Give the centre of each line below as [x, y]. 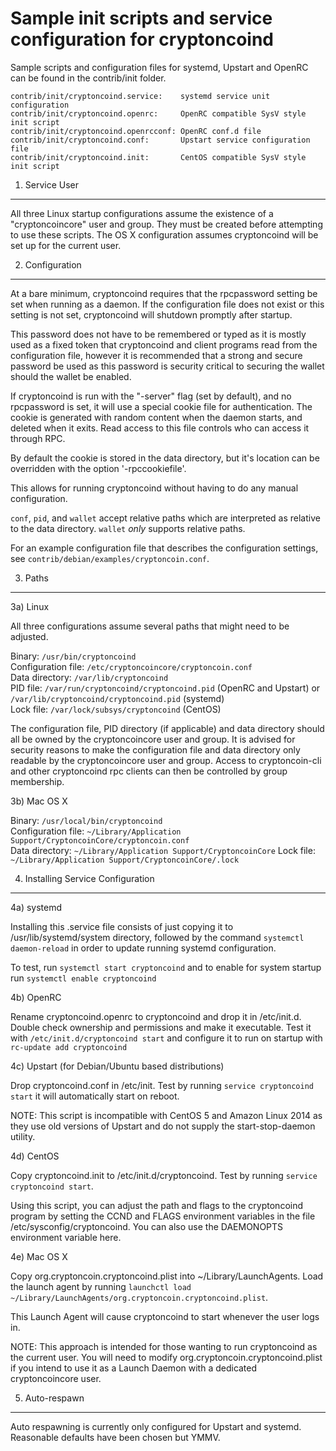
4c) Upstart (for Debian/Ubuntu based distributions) [117, 1066]
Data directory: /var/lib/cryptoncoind [89, 677]
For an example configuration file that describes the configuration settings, [164, 548]
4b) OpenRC [36, 997]
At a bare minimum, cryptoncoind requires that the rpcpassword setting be [164, 293]
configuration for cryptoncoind [142, 39]
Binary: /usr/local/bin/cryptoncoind [86, 820]
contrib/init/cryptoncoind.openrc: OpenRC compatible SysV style [158, 113]
